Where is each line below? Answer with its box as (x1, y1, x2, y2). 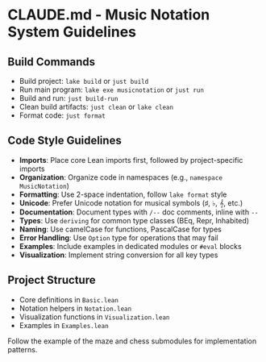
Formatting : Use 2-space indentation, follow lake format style (19, 189, 227, 199)
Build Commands (7, 55, 96, 69)
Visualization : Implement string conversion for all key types (19, 250, 218, 260)
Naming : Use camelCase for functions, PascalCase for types (19, 224, 222, 234)
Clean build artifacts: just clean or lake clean (19, 102, 174, 111)
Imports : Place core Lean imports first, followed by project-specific (19, 155, 243, 164)
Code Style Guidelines (7, 134, 122, 148)
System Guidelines (7, 23, 137, 41)
